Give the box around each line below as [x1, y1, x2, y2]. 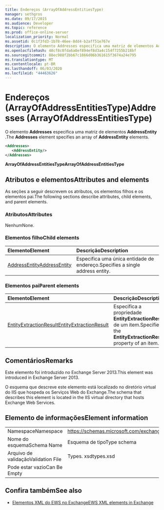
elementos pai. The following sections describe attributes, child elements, [5, 194, 152, 200]
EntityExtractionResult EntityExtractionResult [7, 321, 109, 328]
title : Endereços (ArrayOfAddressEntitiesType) [5, 7, 104, 12]
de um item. [113, 321, 141, 328]
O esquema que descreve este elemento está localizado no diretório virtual [5, 384, 156, 390]
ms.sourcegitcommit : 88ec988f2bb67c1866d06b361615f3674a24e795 [5, 52, 137, 58]
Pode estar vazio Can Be [7, 464, 62, 470]
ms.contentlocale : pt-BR [5, 62, 56, 67]
